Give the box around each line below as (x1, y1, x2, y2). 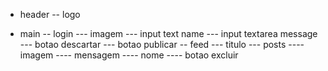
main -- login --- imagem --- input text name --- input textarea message (19, 28, 318, 39)
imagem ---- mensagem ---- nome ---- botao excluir (19, 49, 239, 61)
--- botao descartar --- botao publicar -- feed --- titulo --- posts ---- (19, 39, 305, 50)
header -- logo (19, 9, 81, 20)
